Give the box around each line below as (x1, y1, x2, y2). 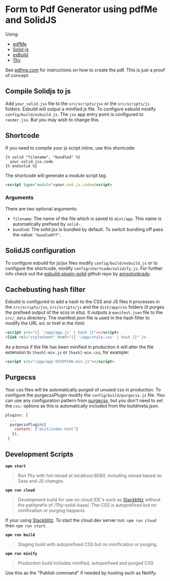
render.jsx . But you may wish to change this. (5, 117, 100, 123)
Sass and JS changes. (17, 478, 64, 484)
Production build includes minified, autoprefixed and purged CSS (17, 560, 154, 566)
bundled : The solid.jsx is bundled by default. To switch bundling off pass (12, 226, 163, 232)
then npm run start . (5, 522, 47, 528)
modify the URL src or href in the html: (5, 320, 85, 326)
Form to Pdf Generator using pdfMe (5, 4, 158, 15)
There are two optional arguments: (5, 205, 78, 211)
